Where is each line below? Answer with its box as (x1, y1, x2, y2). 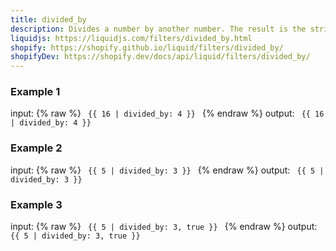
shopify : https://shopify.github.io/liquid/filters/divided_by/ (10, 42, 284, 53)
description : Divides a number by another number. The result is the (10, 24, 307, 34)
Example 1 (10, 85, 61, 99)
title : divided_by (10, 14, 87, 25)
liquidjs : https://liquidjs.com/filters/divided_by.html (10, 33, 253, 43)
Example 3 (10, 197, 63, 211)
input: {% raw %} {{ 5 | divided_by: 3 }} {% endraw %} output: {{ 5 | (10, 164, 325, 176)
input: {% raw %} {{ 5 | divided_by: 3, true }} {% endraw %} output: (10, 221, 318, 233)
